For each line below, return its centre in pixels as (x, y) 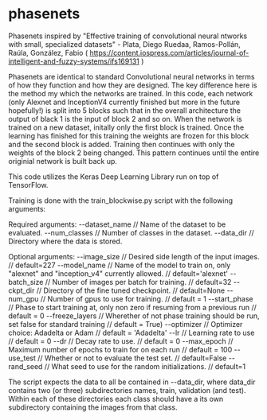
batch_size (26, 282)
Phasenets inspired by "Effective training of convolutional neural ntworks (128, 36)
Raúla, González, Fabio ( (48, 52)
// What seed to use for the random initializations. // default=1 (145, 366)
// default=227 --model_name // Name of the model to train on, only (120, 265)
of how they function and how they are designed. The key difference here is (133, 85)
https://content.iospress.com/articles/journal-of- (169, 52)
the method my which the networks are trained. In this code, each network (131, 93)
